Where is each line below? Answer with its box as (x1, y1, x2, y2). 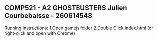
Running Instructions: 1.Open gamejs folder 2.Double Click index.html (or (4, 25, 154, 31)
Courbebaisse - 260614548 (4, 12, 93, 20)
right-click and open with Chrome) (4, 30, 75, 36)
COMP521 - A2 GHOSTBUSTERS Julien (4, 4, 127, 12)
